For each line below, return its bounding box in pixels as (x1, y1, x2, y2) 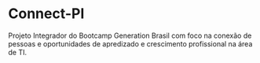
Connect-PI (8, 5, 85, 23)
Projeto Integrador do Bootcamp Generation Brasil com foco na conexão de (8, 31, 252, 40)
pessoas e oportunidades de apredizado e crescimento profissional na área (8, 39, 253, 48)
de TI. (8, 47, 27, 57)
